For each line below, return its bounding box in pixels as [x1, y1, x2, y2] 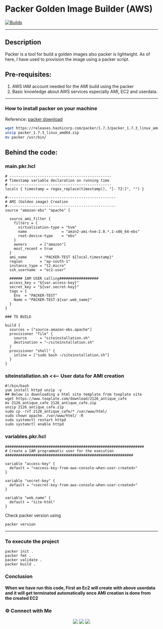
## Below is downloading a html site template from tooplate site [5, 392, 142, 397]
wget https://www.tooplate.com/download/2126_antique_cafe [5, 396, 127, 401]
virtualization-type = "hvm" [17, 225, 77, 230]
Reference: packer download [5, 116, 63, 122]
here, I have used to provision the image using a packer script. [5, 56, 130, 62]
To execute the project [5, 538, 59, 545]
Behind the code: [5, 148, 58, 156]
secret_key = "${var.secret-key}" [9, 285, 79, 290]
